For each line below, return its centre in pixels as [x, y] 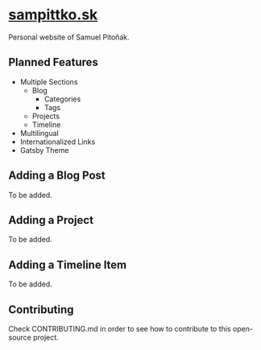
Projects [46, 116]
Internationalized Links [58, 142]
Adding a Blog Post [57, 176]
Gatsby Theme [44, 150]
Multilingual [39, 133]
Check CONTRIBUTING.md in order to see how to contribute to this [120, 329]
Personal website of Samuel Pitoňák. [69, 37]
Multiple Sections [49, 81]
